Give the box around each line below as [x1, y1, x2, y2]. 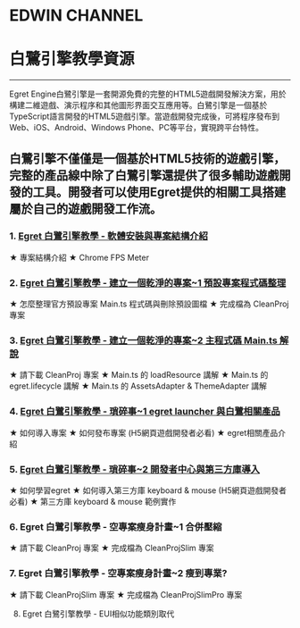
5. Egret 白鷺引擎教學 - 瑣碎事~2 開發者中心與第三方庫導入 [9, 463, 261, 475]
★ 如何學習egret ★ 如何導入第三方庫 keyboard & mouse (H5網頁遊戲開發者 [9, 485, 287, 496]
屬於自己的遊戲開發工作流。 [9, 201, 162, 216]
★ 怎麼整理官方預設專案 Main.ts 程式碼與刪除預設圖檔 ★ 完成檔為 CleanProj [9, 298, 289, 309]
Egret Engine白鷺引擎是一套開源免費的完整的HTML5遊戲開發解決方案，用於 [9, 88, 287, 99]
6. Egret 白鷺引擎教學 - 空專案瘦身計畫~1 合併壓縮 [9, 520, 222, 532]
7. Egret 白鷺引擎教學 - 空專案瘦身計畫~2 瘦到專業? [9, 567, 228, 580]
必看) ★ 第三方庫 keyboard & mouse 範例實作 [9, 497, 177, 507]
